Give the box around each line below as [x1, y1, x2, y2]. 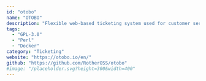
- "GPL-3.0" [12, 32, 43, 38]
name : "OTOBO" [6, 15, 43, 21]
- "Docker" [12, 43, 40, 49]
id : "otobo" [6, 9, 37, 15]
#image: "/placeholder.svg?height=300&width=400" [6, 65, 136, 72]
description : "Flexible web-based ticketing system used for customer [6, 20, 191, 26]
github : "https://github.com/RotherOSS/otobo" [6, 60, 128, 66]
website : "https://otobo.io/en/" [6, 54, 92, 60]
